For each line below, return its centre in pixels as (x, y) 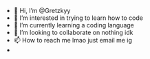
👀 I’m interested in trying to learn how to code (78, 18)
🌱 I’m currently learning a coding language (74, 25)
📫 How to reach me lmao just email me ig (73, 40)
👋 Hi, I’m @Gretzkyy (42, 11)
